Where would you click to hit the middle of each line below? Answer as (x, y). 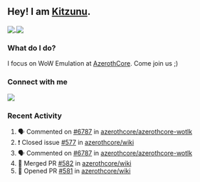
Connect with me (37, 82)
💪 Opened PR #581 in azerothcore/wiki (74, 171)
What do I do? (32, 48)
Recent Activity (35, 116)
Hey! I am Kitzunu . (49, 12)
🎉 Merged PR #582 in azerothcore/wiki (74, 163)
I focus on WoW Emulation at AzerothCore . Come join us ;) (93, 64)
